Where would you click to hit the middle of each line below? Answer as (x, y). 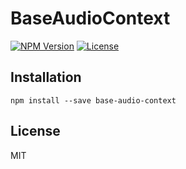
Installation (46, 77)
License (35, 131)
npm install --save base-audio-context (93, 100)
